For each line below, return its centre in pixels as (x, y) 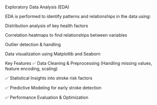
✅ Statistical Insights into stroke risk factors (49, 78)
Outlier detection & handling (33, 45)
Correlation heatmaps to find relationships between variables (66, 35)
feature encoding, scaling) (31, 69)
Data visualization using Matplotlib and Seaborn (53, 54)
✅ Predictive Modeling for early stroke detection (53, 88)
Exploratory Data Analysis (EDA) (37, 7)
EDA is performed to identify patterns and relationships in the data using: (78, 16)
